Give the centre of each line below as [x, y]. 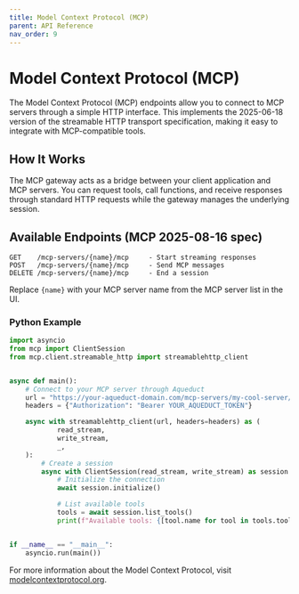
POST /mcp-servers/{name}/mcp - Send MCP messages [117, 265]
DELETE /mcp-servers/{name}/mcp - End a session [109, 273]
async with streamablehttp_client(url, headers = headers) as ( [143, 422]
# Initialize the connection [111, 480]
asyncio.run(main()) [63, 553]
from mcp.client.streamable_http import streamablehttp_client [129, 357]
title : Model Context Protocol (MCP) [79, 17]
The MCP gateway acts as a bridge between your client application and [140, 181]
